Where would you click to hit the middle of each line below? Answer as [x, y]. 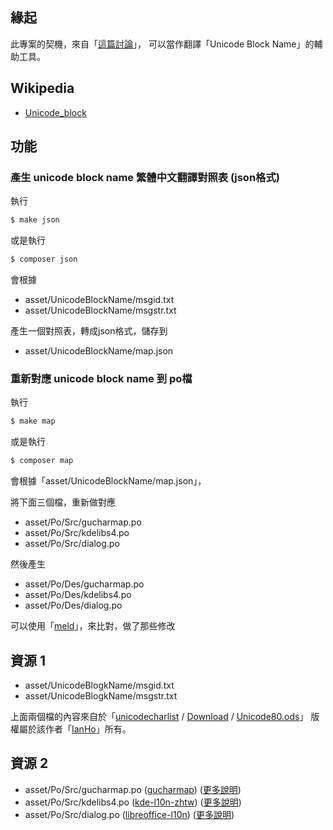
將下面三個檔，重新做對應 [63, 502]
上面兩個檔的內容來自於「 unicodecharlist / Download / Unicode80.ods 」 [159, 716]
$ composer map [42, 461]
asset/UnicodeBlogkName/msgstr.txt [101, 695]
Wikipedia [42, 88]
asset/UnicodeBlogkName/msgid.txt [99, 685]
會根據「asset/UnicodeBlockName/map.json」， [108, 481]
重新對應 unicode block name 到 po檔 [101, 378]
